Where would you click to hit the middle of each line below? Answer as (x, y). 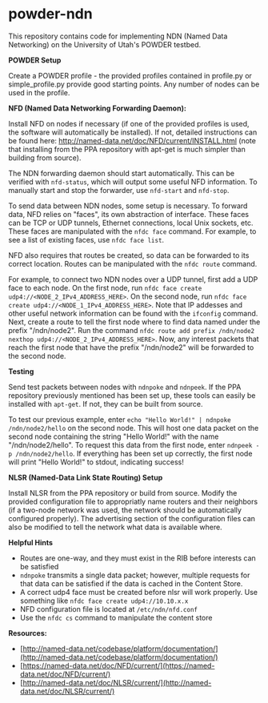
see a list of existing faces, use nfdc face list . (86, 239)
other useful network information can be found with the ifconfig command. (133, 313)
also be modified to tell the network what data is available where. (115, 527)
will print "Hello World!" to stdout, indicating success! (96, 462)
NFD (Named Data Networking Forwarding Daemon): (97, 108)
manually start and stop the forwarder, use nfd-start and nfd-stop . (119, 190)
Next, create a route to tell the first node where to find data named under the (134, 322)
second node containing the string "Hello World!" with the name (114, 436)
